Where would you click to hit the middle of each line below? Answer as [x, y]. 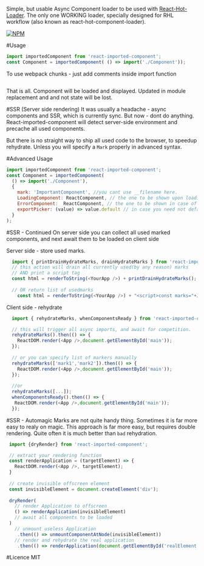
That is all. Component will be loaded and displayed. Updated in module [96, 91]
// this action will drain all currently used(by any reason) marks [100, 267]
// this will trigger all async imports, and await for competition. [101, 329]
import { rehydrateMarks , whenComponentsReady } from [81, 318]
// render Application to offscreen [61, 506]
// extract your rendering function [55, 455]
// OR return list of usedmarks [53, 290]
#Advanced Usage [30, 158]
